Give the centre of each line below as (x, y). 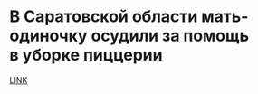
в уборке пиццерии (86, 55)
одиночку (48, 36)
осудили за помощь (170, 36)
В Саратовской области (104, 17)
